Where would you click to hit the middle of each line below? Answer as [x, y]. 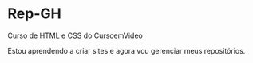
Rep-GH [34, 14]
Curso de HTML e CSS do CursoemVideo [75, 35]
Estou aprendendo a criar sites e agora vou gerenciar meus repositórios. [126, 50]
